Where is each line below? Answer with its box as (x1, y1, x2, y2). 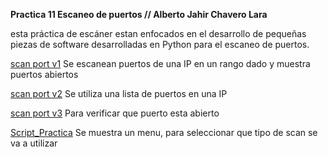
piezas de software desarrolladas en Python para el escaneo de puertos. (10, 39, 310, 50)
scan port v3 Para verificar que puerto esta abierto (10, 107, 220, 119)
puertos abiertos (10, 69, 79, 80)
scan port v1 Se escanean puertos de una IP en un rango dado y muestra (10, 58, 311, 69)
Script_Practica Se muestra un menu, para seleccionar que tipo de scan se (10, 127, 318, 138)
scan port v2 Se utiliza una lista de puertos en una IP (10, 88, 228, 99)
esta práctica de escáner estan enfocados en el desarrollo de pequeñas (10, 28, 307, 39)
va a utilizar (10, 137, 58, 149)
